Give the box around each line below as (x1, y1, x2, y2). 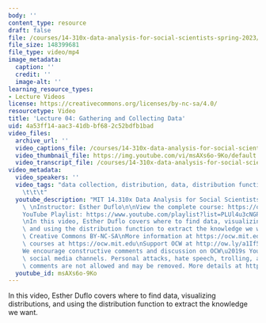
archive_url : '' (15, 136, 69, 145)
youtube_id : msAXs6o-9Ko (15, 269, 97, 277)
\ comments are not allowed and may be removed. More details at (22, 262, 243, 270)
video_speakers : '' (15, 173, 80, 182)
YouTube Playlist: (22, 211, 83, 218)
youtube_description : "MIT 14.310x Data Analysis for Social (15, 196, 222, 203)
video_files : (8, 129, 51, 137)
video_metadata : (8, 166, 62, 174)
